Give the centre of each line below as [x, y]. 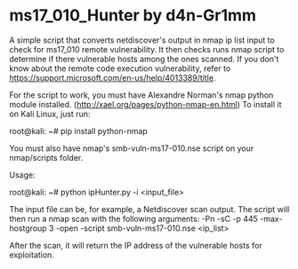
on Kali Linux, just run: [50, 114]
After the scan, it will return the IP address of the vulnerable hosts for [136, 245]
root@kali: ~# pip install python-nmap [79, 131]
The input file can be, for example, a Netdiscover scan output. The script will [149, 209]
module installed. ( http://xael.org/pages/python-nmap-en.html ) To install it [145, 104]
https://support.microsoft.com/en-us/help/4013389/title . [113, 77]
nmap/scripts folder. [46, 157]
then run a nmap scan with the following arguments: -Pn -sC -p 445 [133, 218]
